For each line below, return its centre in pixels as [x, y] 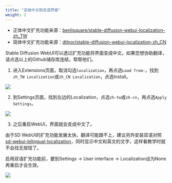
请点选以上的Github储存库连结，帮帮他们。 [51, 59]
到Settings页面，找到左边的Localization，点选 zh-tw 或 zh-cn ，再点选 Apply [90, 97]
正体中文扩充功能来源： [37, 30]
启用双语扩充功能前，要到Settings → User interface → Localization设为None [86, 158]
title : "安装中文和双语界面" [33, 10]
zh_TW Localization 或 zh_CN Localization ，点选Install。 [72, 76]
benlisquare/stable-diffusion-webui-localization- [114, 30]
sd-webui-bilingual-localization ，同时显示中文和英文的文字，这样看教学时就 [85, 141]
